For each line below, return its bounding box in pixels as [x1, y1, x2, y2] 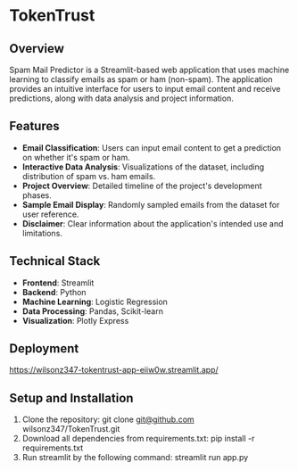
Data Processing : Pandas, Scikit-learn [21, 305, 163, 317]
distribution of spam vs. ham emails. [21, 170, 156, 181]
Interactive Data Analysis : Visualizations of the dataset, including [21, 161, 265, 172]
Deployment [9, 341, 79, 357]
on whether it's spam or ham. [21, 152, 131, 162]
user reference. [21, 209, 79, 219]
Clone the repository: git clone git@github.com [21, 414, 195, 425]
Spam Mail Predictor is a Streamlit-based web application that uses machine [9, 64, 290, 75]
